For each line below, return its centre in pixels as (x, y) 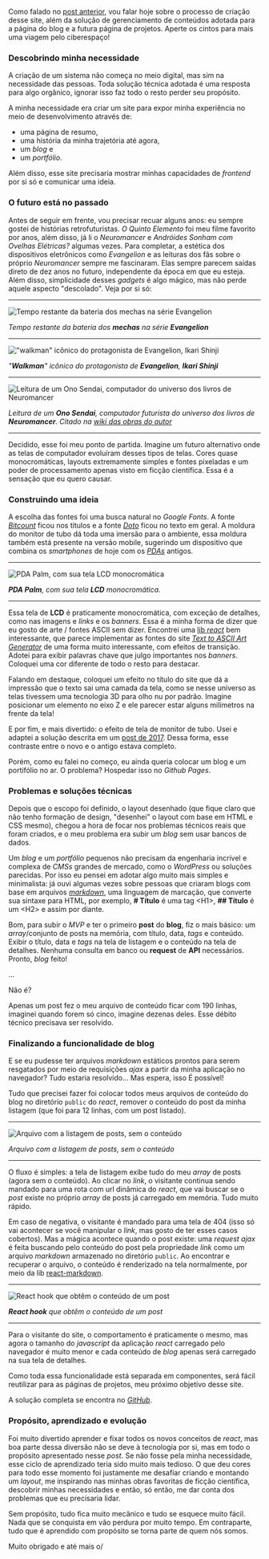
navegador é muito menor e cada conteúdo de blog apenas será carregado (132, 1352)
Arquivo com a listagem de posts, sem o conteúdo (91, 1149)
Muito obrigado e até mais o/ (56, 1546)
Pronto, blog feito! (38, 959)
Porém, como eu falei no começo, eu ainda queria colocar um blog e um (127, 761)
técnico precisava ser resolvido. (61, 1023)
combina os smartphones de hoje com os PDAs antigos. (101, 551)
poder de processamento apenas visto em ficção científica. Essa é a (121, 470)
